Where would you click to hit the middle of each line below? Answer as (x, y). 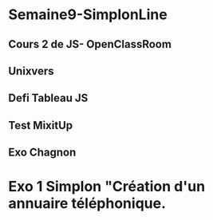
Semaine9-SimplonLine (88, 15)
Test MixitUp (41, 125)
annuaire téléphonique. (87, 204)
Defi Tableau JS (48, 98)
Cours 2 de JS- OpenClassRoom (90, 44)
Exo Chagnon (42, 153)
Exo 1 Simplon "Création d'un (107, 187)
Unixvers (31, 71)
